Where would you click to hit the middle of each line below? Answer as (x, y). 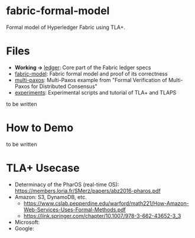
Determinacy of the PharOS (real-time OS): (67, 184)
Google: (24, 228)
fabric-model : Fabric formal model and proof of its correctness (91, 74)
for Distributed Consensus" (64, 86)
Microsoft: (27, 222)
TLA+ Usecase (43, 168)
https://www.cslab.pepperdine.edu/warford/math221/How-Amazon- (106, 203)
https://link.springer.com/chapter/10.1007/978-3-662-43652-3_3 (102, 216)
